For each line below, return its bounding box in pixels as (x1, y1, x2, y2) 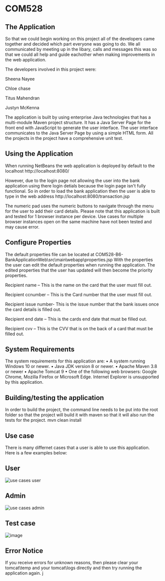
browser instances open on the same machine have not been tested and (5, 219, 152, 224)
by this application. (5, 379, 44, 385)
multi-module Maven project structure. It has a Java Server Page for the (5, 120, 151, 125)
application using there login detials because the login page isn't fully (5, 182, 146, 188)
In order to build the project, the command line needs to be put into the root (5, 406, 159, 413)
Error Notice (5, 546, 43, 555)
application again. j (5, 570, 43, 576)
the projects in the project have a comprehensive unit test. (5, 135, 124, 141)
